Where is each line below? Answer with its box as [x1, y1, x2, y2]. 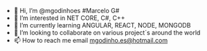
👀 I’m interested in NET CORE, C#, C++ [13, 14, 125, 22]
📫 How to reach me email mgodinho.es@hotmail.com [13, 37, 168, 44]
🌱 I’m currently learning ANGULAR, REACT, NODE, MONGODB [13, 21, 191, 29]
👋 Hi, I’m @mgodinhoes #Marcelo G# [13, 7, 120, 14]
